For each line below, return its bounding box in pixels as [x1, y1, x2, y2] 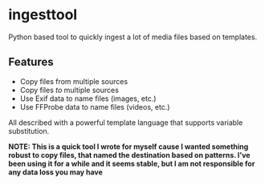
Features [8, 55, 54, 69]
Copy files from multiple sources [19, 76, 128, 86]
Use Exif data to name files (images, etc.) [19, 94, 157, 103]
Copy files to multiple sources [19, 85, 119, 95]
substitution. [8, 126, 50, 135]
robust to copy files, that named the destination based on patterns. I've [8, 150, 251, 159]
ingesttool [8, 6, 78, 24]
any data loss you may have [8, 167, 103, 177]
